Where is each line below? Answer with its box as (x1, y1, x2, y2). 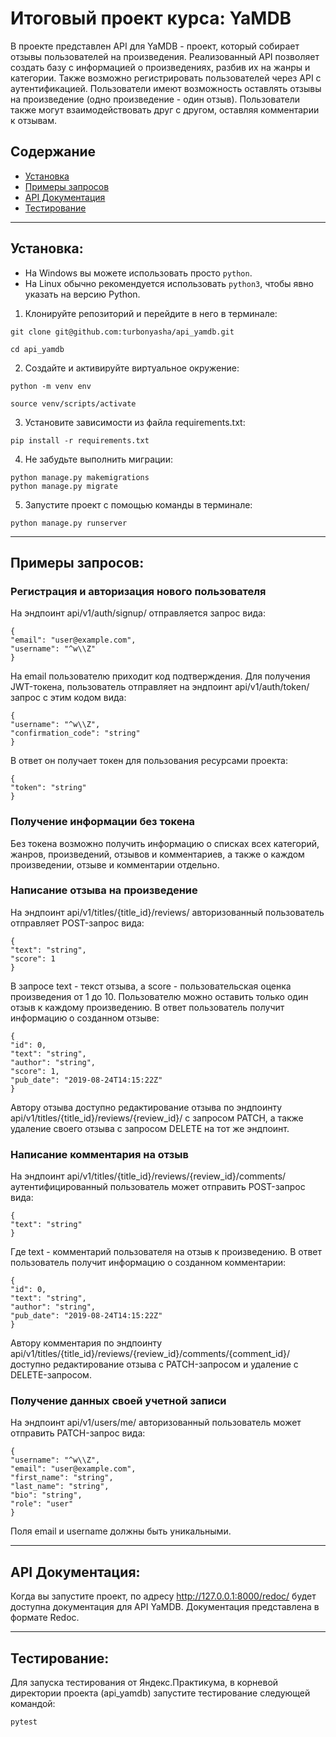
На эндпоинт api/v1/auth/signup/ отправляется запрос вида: (10, 607, 266, 619)
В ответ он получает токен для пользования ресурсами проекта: (10, 755, 288, 767)
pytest (10, 1717, 38, 1727)
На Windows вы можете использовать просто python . (24, 267, 253, 279)
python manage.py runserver (10, 518, 128, 528)
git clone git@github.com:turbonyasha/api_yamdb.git (10, 327, 235, 337)
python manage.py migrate (10, 481, 118, 491)
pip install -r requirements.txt (10, 435, 150, 446)
